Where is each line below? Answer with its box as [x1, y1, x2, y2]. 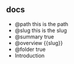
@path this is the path [14, 20, 69, 27]
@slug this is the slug [14, 27, 67, 34]
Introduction [14, 52, 45, 59]
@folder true [14, 46, 46, 53]
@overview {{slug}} [14, 39, 63, 46]
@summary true [14, 33, 54, 40]
